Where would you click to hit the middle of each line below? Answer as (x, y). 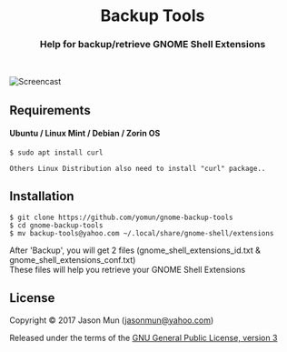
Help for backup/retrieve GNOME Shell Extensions (153, 45)
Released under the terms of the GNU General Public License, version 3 (143, 337)
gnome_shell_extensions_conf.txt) (73, 259)
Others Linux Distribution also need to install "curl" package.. (138, 169)
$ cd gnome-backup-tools (56, 225)
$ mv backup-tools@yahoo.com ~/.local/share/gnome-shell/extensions (142, 233)
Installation (42, 196)
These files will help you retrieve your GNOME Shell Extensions (128, 269)
